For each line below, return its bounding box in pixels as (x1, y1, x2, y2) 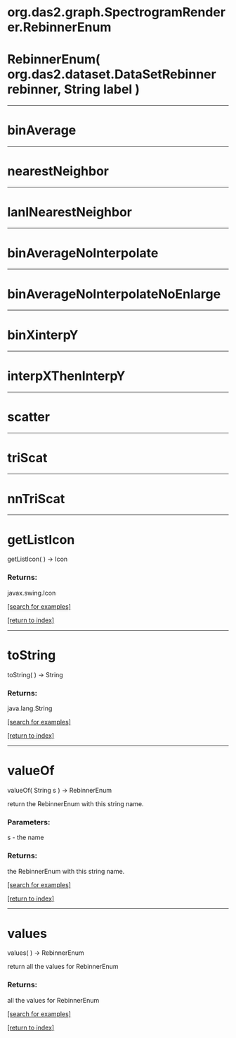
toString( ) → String (7, 670, 63, 679)
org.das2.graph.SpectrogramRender (7, 4, 226, 20)
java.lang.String (7, 704, 53, 712)
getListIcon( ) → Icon (7, 555, 68, 564)
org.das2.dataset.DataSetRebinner (7, 66, 216, 82)
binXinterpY (7, 327, 79, 342)
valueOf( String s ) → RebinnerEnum (7, 786, 112, 794)
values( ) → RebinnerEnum (7, 949, 84, 957)
